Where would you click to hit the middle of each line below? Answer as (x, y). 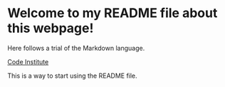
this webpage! (51, 28)
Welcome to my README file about (112, 13)
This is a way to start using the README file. (72, 76)
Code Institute (28, 61)
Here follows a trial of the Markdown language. (76, 48)
